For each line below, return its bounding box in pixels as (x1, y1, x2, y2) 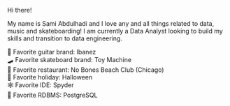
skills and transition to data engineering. (7, 34, 122, 43)
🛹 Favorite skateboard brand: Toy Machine (7, 56, 131, 63)
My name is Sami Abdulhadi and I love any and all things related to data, (7, 20, 215, 27)
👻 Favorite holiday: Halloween (7, 73, 93, 81)
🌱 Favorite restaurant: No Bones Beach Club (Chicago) (7, 66, 164, 74)
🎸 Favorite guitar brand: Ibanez (7, 48, 96, 56)
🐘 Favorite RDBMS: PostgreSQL (7, 91, 98, 99)
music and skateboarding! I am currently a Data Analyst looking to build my (7, 27, 224, 35)
